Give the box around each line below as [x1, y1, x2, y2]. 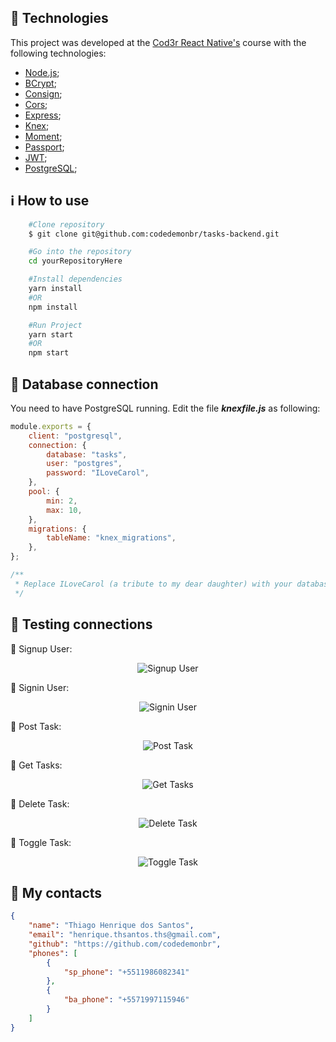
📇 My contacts [10, 884, 103, 901]
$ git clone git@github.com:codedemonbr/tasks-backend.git [28, 229, 280, 239]
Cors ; [24, 98, 48, 110]
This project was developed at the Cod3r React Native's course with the [10, 36, 307, 48]
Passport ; [24, 141, 65, 153]
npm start [28, 348, 70, 358]
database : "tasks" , [46, 449, 128, 460]
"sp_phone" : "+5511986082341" [63, 967, 190, 977]
